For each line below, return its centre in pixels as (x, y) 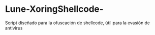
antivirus (14, 28)
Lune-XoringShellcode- (54, 9)
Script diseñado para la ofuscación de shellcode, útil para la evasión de (77, 23)
